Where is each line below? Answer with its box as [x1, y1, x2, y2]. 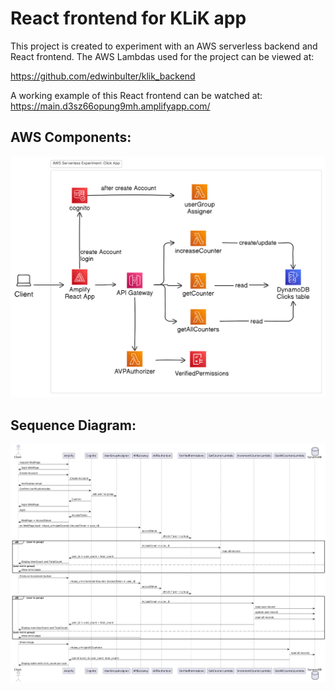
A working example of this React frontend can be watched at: [10, 89, 263, 101]
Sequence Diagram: [10, 417, 137, 434]
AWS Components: [10, 129, 132, 146]
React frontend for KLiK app [10, 7, 247, 30]
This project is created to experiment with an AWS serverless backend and [10, 40, 318, 52]
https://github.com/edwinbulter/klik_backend [10, 70, 196, 82]
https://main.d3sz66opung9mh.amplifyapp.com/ [10, 100, 211, 112]
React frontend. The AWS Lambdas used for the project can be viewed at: [10, 50, 315, 62]
